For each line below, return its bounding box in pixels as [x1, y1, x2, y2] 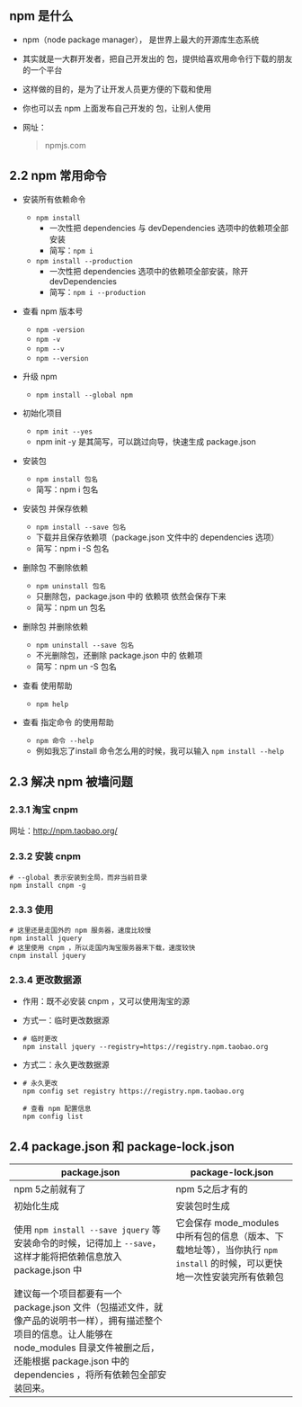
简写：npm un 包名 [35, 602, 106, 613]
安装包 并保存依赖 [22, 503, 88, 514]
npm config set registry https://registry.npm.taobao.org [22, 1087, 244, 1096]
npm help [35, 700, 69, 709]
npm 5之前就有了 [13, 1183, 86, 1196]
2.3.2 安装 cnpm [9, 850, 81, 863]
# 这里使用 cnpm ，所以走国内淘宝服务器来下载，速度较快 [9, 943, 196, 952]
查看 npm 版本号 [22, 305, 84, 317]
